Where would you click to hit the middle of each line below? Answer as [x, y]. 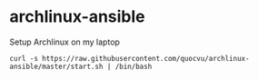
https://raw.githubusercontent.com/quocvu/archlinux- [146, 58]
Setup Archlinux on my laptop [65, 42]
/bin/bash [134, 66]
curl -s [24, 58]
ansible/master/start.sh [56, 66]
